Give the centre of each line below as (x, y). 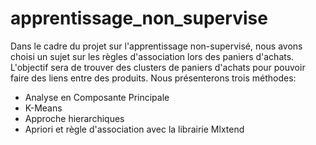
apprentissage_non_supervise (139, 18)
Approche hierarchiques (74, 118)
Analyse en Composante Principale (97, 97)
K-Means (43, 108)
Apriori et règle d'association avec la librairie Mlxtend (134, 129)
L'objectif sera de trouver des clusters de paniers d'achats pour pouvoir (158, 67)
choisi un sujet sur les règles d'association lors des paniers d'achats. (152, 56)
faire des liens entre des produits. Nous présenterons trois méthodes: (153, 78)
